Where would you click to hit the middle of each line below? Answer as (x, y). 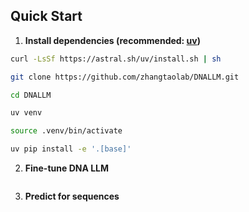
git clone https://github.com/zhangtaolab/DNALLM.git (125, 77)
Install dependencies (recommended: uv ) (113, 40)
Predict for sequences (72, 196)
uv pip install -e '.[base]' (71, 149)
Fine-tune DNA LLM (67, 168)
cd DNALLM (31, 95)
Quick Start (46, 16)
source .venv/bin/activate (66, 131)
